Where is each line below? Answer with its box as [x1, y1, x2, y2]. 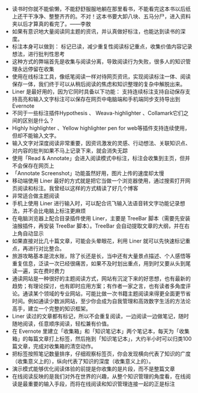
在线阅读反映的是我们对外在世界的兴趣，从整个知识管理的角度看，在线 [11, 373, 186, 380]
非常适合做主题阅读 [11, 192, 60, 199]
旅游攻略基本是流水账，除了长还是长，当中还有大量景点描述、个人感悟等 [11, 252, 191, 259]
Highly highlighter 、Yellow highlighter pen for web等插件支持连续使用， [11, 125, 190, 131]
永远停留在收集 [17, 66, 55, 72]
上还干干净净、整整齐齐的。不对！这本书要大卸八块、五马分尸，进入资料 [11, 13, 191, 20]
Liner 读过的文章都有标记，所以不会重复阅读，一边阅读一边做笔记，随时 [11, 312, 189, 320]
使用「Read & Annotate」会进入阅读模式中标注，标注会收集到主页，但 [11, 155, 185, 161]
